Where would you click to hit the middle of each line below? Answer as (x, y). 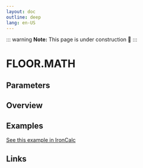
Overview (25, 105)
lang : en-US (21, 23)
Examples (25, 126)
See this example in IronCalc (41, 140)
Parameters (28, 85)
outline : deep (24, 17)
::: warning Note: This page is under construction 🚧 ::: (72, 40)
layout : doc (21, 12)
